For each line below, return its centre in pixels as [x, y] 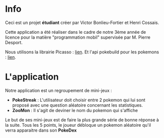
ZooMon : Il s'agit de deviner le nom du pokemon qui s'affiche [75, 110]
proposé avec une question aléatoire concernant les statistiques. [77, 105]
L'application [32, 77]
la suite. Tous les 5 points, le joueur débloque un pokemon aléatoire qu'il [78, 125]
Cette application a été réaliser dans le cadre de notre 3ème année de [75, 32]
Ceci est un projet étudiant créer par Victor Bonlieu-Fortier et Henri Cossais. [82, 23]
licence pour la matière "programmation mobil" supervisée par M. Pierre [78, 37]
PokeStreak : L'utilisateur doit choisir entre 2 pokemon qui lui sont [79, 100]
